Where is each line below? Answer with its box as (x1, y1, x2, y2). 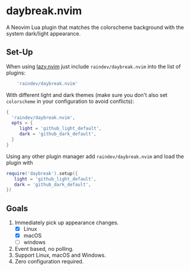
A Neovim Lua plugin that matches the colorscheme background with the (6, 24, 185, 31)
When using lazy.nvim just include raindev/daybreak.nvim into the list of (6, 63, 181, 70)
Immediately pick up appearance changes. (14, 219, 119, 226)
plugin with (6, 159, 34, 166)
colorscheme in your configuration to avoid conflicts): (6, 98, 134, 105)
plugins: (6, 69, 25, 76)
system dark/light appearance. (6, 30, 81, 37)
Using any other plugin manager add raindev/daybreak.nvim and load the (6, 153, 185, 160)
